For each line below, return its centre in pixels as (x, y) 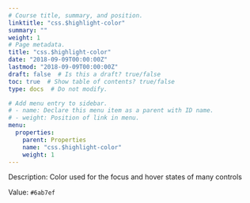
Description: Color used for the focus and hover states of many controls (125, 177)
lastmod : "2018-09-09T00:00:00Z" (63, 67)
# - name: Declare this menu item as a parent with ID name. (111, 111)
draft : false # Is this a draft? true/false (84, 74)
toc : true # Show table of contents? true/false (92, 81)
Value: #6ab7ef (32, 192)
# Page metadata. (37, 45)
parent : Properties (55, 140)
